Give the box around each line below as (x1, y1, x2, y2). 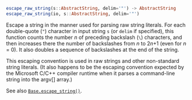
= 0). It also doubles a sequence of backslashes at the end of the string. (6, 46, 179, 53)
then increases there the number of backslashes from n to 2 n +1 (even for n (6, 40, 187, 47)
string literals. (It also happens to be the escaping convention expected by (6, 63, 184, 70)
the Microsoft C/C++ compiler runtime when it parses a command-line (6, 70, 175, 77)
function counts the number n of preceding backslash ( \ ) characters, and (6, 34, 183, 41)
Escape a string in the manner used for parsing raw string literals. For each (6, 21, 186, 28)
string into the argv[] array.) (6, 76, 73, 83)
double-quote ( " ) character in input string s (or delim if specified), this (6, 27, 174, 34)
